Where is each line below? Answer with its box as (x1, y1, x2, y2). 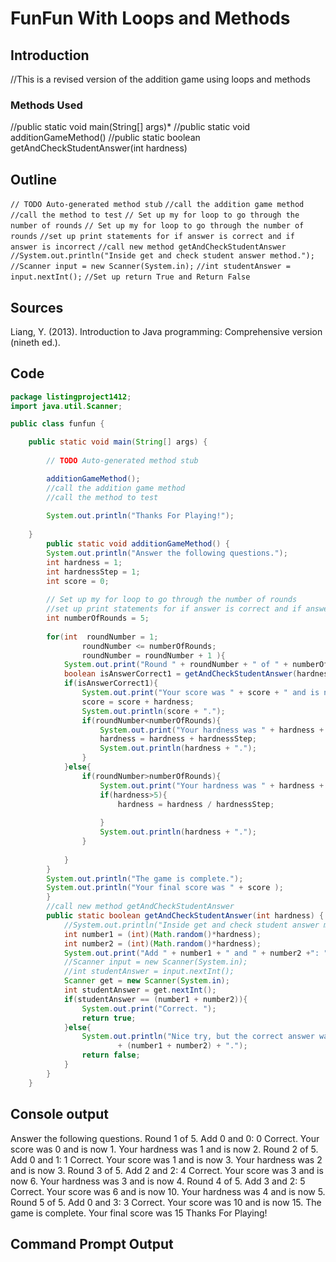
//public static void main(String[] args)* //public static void (10, 121, 251, 133)
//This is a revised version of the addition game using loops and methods (10, 73, 311, 85)
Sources (10, 299, 64, 316)
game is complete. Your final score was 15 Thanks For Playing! (10, 1207, 268, 1219)
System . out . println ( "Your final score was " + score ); (46, 883, 284, 893)
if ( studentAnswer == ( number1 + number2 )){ (63, 994, 248, 1004)
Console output (10, 1106, 109, 1123)
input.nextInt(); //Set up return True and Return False (10, 272, 251, 282)
